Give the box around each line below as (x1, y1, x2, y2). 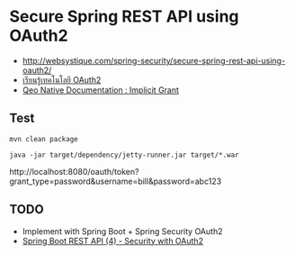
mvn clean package (9, 134, 78, 143)
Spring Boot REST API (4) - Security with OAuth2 (22, 235, 204, 246)
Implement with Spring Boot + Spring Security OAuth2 (22, 225, 223, 236)
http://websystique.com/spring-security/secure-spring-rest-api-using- (22, 55, 286, 66)
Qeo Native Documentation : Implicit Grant (22, 84, 180, 96)
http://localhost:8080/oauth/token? (9, 166, 139, 177)
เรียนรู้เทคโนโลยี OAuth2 (22, 74, 102, 85)
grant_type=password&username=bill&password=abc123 (9, 176, 222, 187)
